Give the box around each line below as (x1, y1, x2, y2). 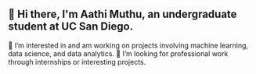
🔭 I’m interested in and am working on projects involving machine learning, (8, 41, 249, 50)
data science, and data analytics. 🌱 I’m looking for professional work (8, 48, 229, 58)
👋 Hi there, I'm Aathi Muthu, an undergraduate (8, 8, 237, 21)
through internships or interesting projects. (8, 57, 146, 66)
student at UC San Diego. (8, 20, 134, 33)
